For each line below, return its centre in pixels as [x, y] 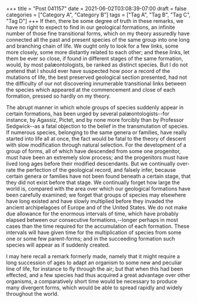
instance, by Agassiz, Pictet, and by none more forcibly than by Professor [95, 120]
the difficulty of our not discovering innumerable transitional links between [96, 84]
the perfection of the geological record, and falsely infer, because [96, 170]
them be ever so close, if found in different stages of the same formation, [95, 59]
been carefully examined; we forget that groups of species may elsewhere [96, 195]
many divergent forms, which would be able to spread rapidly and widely [94, 287]
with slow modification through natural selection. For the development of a [96, 145]
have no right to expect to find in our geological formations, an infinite [91, 27]
